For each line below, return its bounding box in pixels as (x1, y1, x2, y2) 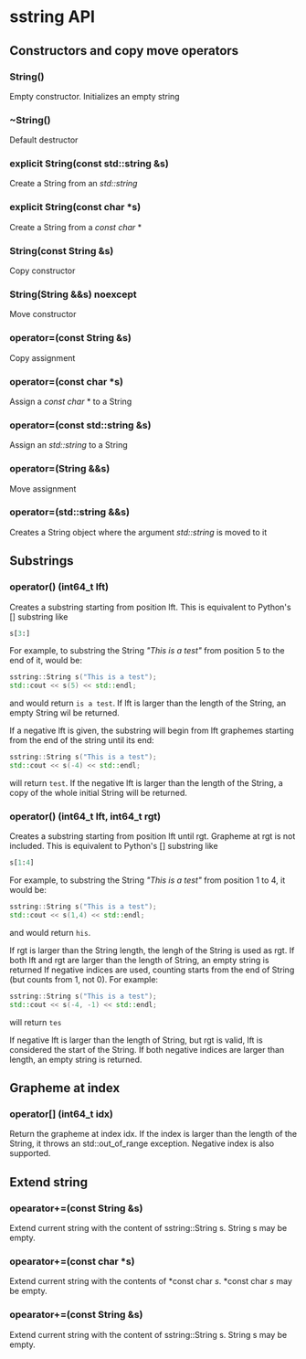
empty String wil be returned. (9, 707, 121, 718)
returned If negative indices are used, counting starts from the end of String (9, 964, 295, 975)
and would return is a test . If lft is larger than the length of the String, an (9, 697, 286, 709)
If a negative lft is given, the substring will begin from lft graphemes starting (9, 725, 294, 737)
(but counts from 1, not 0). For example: (9, 973, 158, 984)
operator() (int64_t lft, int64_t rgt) (9, 810, 162, 823)
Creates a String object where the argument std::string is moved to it (9, 526, 268, 537)
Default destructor (9, 134, 79, 145)
